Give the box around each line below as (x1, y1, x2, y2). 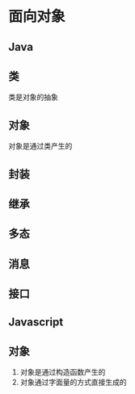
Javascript (8, 315, 64, 329)
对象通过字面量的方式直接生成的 (19, 377, 127, 388)
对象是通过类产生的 (8, 141, 73, 151)
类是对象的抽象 (8, 92, 58, 102)
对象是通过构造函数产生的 (19, 367, 106, 377)
